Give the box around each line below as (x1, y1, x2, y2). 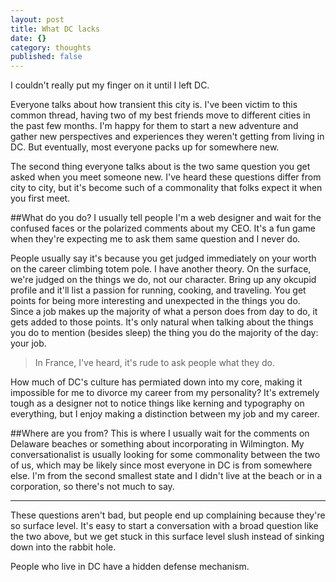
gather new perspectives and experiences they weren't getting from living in (10, 131, 325, 143)
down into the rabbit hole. (10, 541, 117, 553)
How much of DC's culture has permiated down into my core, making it (10, 376, 303, 388)
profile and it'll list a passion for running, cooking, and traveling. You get (10, 284, 307, 296)
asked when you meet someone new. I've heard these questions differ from (10, 171, 322, 183)
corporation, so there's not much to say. (10, 481, 175, 493)
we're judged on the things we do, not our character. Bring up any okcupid (10, 274, 317, 286)
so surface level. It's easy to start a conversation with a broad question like (10, 520, 319, 532)
